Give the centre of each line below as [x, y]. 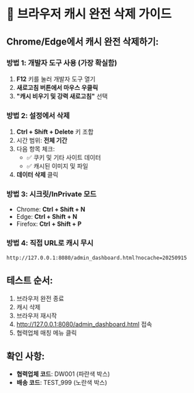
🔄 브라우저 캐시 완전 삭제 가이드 [89, 14]
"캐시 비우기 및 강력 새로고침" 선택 [62, 96]
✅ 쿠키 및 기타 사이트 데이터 [64, 158]
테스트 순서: [30, 281]
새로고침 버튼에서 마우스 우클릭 [57, 87]
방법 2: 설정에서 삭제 [38, 115]
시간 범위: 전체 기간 [42, 141]
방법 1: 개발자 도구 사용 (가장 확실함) [62, 62]
